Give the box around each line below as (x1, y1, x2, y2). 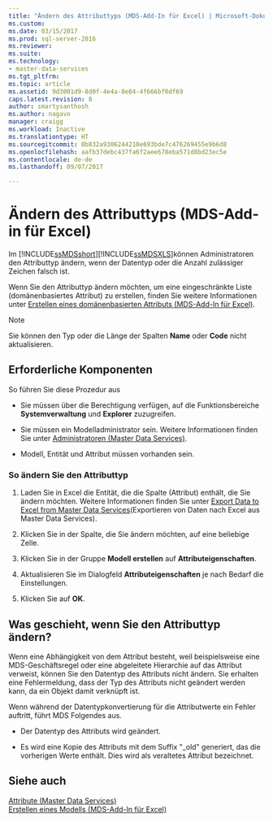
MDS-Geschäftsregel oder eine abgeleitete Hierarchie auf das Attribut (8, 660, 242, 670)
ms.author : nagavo (8, 110, 71, 119)
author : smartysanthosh (8, 102, 89, 110)
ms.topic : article (8, 80, 71, 88)
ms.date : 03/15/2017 (8, 27, 79, 35)
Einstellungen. (19, 578, 68, 588)
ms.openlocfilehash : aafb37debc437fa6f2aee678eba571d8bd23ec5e (8, 148, 227, 156)
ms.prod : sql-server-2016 (8, 34, 96, 43)
